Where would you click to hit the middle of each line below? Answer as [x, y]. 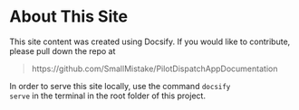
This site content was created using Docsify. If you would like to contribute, [150, 41]
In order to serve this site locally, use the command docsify [120, 86]
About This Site [69, 17]
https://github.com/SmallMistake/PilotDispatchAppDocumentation [154, 69]
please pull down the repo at [63, 50]
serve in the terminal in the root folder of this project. [108, 96]
